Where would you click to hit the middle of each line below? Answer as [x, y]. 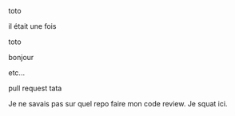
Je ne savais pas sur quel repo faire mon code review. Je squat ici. [118, 104]
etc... [17, 73]
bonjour [21, 57]
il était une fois [32, 26]
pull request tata [35, 88]
